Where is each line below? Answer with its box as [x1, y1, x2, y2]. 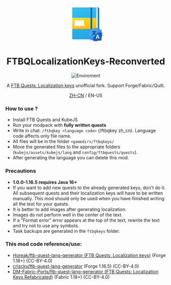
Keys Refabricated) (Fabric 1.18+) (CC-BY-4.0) [12, 274, 110, 280]
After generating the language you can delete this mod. [12, 155, 129, 161]
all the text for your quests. [12, 201, 70, 207]
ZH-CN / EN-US [68, 92, 103, 98]
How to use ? [5, 105, 38, 112]
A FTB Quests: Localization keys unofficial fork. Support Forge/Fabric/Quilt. [7, 82, 165, 88]
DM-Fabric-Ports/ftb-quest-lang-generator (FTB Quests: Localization [12, 268, 159, 274]
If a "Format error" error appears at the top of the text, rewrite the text [12, 217, 160, 223]
